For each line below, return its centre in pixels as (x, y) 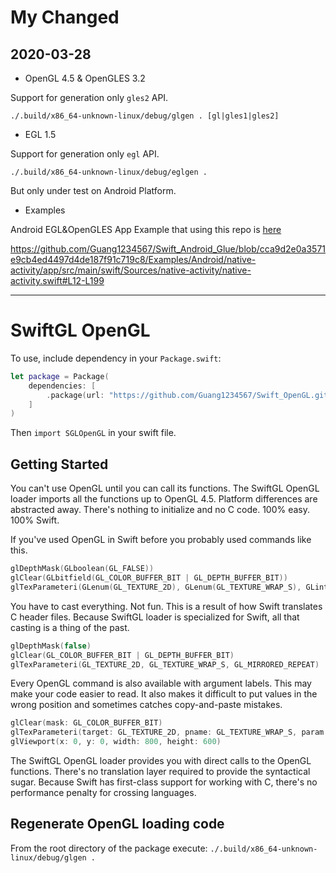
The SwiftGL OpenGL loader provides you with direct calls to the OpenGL (161, 760)
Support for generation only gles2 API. (89, 97)
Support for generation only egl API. (85, 154)
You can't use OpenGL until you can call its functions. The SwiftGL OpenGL (165, 488)
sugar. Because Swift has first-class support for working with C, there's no (164, 782)
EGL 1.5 (40, 134)
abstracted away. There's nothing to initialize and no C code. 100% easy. (160, 510)
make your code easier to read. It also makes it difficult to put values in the (164, 694)
